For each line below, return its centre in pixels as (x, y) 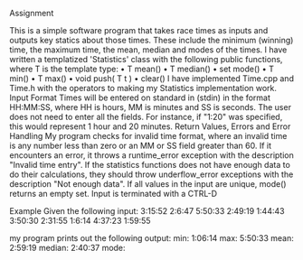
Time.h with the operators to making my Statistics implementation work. (143, 88)
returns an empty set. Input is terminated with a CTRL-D (114, 194)
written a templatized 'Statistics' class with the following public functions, (146, 59)
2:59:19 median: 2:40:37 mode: (67, 248)
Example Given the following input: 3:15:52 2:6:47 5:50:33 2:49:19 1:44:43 (147, 211)
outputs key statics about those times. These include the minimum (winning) (151, 40)
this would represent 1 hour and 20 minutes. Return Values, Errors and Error (150, 126)
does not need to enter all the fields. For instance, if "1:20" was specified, (146, 117)
